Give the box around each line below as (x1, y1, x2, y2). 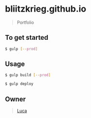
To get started (5, 34, 48, 42)
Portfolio (16, 19, 34, 25)
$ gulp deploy (5, 82, 34, 86)
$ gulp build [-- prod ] (5, 73, 51, 78)
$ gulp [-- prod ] (5, 46, 38, 51)
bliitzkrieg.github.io (5, 3, 87, 15)
